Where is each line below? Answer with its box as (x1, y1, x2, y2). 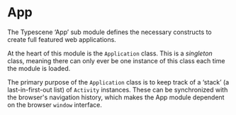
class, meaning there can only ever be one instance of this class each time (7, 56, 225, 65)
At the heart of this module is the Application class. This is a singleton (7, 49, 213, 57)
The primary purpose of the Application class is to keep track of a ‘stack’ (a (7, 77, 229, 86)
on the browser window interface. (7, 100, 103, 109)
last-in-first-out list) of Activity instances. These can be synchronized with (7, 85, 228, 94)
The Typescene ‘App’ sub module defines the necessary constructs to (7, 28, 212, 36)
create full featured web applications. (7, 35, 117, 43)
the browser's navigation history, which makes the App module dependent (7, 93, 225, 102)
